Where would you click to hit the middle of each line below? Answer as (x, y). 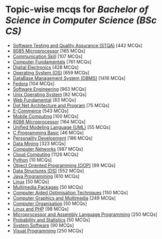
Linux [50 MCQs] (31, 182)
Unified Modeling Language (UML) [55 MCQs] (61, 127)
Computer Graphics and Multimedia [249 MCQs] (64, 198)
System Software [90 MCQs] (43, 225)
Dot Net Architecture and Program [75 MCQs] (61, 105)
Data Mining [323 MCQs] (39, 143)
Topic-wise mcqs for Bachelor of (77, 9)
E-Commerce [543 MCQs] (41, 111)
